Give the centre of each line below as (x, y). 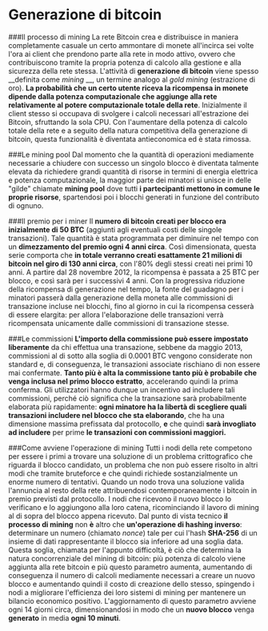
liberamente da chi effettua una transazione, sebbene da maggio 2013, (125, 347)
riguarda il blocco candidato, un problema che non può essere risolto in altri (133, 464)
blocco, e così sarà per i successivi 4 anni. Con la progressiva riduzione (127, 280)
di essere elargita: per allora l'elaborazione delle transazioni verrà (116, 315)
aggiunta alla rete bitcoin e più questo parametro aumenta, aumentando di (130, 567)
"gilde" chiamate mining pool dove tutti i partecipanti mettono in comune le (134, 188)
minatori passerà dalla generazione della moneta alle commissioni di (121, 297)
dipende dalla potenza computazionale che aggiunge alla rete (113, 96)
